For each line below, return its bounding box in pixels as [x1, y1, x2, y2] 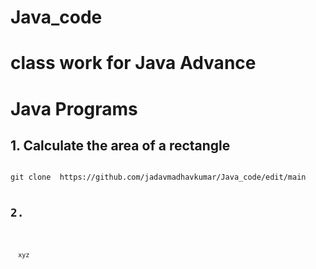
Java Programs [10, 97, 138, 120]
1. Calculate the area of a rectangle [10, 137, 231, 154]
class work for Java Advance [10, 52, 257, 75]
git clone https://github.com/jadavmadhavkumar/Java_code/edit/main [10, 172, 307, 183]
